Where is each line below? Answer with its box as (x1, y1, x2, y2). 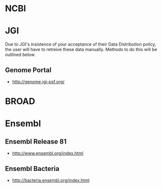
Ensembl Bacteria (5, 164, 60, 173)
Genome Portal (5, 66, 52, 74)
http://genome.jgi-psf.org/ (12, 78, 65, 84)
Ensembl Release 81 (5, 137, 67, 146)
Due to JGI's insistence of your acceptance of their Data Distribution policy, (5, 41, 157, 47)
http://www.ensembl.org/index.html (12, 150, 84, 156)
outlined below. (5, 52, 36, 57)
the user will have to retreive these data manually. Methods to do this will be (5, 47, 157, 53)
